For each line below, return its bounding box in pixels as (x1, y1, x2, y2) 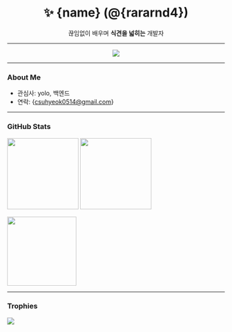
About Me (7, 72, 41, 82)
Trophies (7, 302, 38, 311)
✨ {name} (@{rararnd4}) (43, 5, 188, 21)
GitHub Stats (7, 122, 51, 132)
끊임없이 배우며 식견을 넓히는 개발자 (68, 29, 164, 37)
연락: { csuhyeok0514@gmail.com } (17, 98, 114, 106)
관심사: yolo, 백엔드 (17, 89, 70, 97)
